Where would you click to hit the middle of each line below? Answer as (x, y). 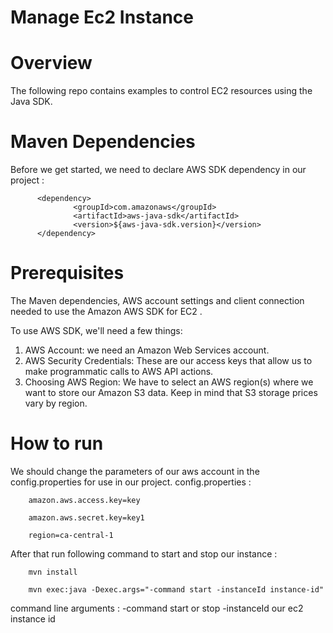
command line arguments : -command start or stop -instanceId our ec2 (157, 608)
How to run (57, 443)
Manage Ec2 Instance (102, 17)
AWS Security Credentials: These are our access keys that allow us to (168, 360)
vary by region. (56, 403)
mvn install (53, 572)
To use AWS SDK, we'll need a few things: (96, 330)
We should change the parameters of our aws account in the (135, 471)
